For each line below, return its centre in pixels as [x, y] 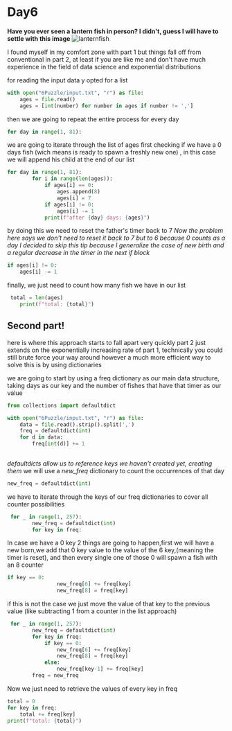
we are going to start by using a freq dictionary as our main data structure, [113, 378]
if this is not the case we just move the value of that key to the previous [109, 604]
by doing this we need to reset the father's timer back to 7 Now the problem [115, 231]
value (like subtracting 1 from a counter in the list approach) [92, 611]
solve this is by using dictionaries [54, 364]
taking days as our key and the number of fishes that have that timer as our [114, 385]
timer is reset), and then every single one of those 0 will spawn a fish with [113, 558]
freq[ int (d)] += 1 [59, 444]
